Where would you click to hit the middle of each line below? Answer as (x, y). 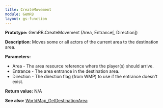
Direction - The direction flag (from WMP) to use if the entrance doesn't (85, 77)
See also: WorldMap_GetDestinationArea (46, 101)
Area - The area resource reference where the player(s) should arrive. (83, 66)
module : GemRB (20, 14)
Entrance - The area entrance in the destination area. (66, 71)
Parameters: (18, 57)
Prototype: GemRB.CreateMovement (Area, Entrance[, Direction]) (71, 33)
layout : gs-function (26, 19)
